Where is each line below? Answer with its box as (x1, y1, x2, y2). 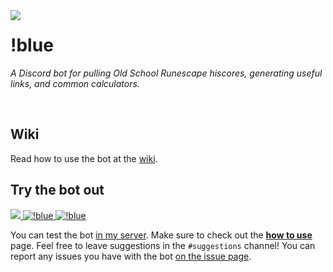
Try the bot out (10, 182, 105, 199)
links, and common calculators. (10, 77, 140, 89)
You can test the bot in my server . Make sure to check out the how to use (10, 229, 313, 241)
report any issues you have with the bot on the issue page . (10, 250, 252, 262)
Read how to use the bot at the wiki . (10, 152, 158, 164)
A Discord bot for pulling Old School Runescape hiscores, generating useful (10, 67, 323, 79)
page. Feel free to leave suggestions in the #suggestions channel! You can (10, 239, 316, 251)
